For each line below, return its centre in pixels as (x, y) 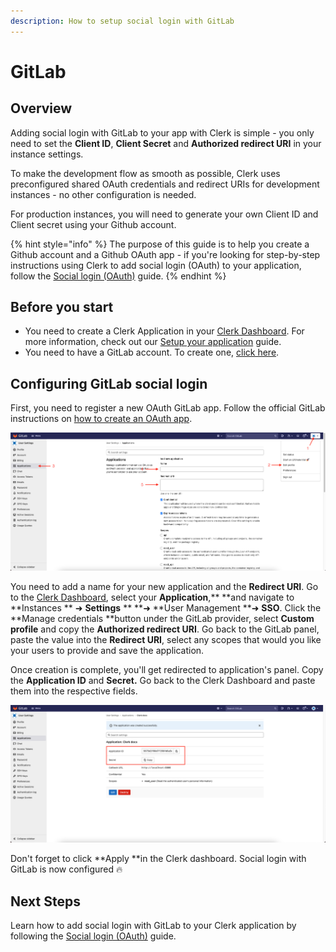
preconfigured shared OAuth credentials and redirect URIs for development (165, 184)
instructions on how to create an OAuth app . (101, 419)
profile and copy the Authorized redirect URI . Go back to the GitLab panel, (165, 629)
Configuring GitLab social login (109, 383)
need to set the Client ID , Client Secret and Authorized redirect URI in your (166, 143)
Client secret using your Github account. (93, 224)
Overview (41, 108)
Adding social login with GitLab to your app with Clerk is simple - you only (162, 132)
